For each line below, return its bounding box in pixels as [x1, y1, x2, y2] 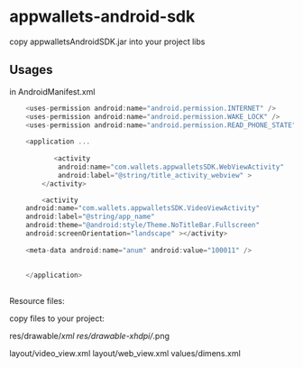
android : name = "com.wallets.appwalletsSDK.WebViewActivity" [57, 162, 284, 171]
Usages [9, 62, 53, 78]
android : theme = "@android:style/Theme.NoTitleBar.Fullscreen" [25, 221, 260, 230]
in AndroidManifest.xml [9, 86, 96, 97]
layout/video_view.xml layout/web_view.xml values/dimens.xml [9, 348, 241, 359]
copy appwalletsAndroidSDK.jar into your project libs [9, 36, 206, 47]
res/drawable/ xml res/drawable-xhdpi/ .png [9, 331, 170, 342]
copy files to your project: [9, 313, 106, 324]
